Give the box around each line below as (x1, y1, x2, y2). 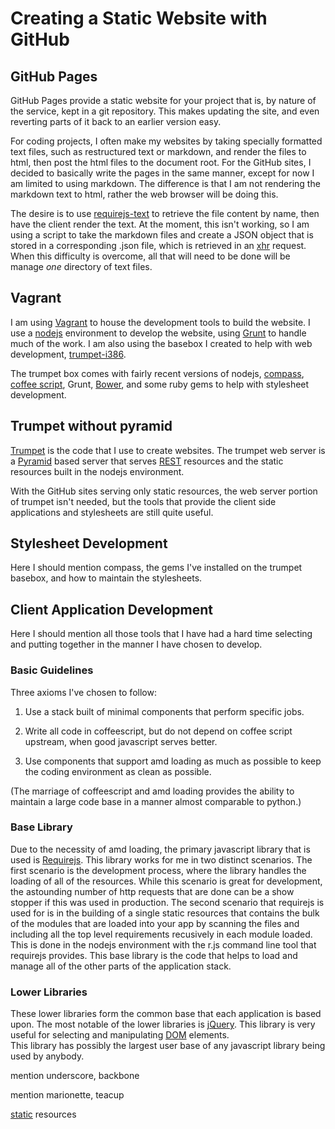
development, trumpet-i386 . (10, 348, 127, 360)
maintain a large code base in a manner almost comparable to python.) (10, 795, 302, 807)
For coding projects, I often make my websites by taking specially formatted (10, 135, 323, 147)
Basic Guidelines (10, 663, 94, 677)
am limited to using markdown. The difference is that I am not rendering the (10, 178, 321, 189)
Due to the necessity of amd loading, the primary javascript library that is (10, 843, 311, 855)
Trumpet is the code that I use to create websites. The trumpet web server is (10, 444, 326, 456)
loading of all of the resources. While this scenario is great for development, (10, 875, 323, 887)
